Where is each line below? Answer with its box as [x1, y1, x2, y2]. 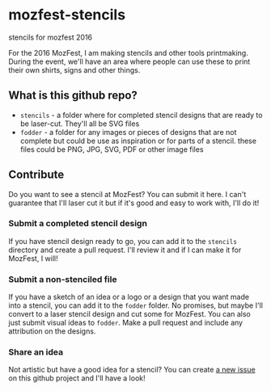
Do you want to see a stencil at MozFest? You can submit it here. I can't [8, 189, 247, 199]
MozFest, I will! [8, 253, 58, 263]
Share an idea [8, 347, 63, 358]
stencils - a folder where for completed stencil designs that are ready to [19, 110, 263, 120]
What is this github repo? [8, 89, 138, 103]
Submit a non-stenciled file [8, 273, 117, 284]
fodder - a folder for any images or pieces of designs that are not [19, 127, 237, 137]
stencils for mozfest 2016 [8, 32, 93, 42]
